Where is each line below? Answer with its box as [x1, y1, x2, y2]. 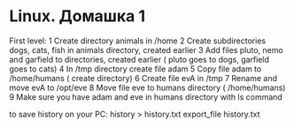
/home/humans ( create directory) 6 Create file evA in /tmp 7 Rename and [9, 72, 277, 83]
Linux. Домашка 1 [9, 6, 146, 26]
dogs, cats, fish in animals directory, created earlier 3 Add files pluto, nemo [9, 44, 283, 55]
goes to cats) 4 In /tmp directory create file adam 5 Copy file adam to [9, 64, 262, 74]
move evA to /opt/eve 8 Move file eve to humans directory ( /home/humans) [9, 82, 286, 93]
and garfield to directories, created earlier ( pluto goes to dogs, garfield [9, 54, 270, 64]
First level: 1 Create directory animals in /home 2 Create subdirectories [9, 35, 267, 46]
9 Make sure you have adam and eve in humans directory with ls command [9, 91, 283, 102]
